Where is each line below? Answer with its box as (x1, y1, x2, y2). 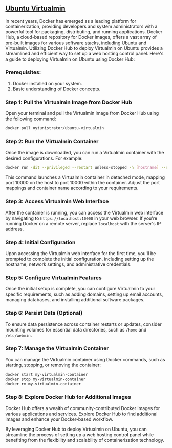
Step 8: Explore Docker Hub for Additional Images (5, 394, 132, 401)
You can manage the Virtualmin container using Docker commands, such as (5, 356, 165, 362)
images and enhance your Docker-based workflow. (5, 416, 114, 422)
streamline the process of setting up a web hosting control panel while (5, 431, 154, 438)
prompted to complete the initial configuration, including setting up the (5, 256, 154, 262)
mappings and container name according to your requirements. (5, 185, 139, 191)
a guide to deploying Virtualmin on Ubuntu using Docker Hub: (5, 56, 135, 62)
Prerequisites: (5, 69, 41, 76)
